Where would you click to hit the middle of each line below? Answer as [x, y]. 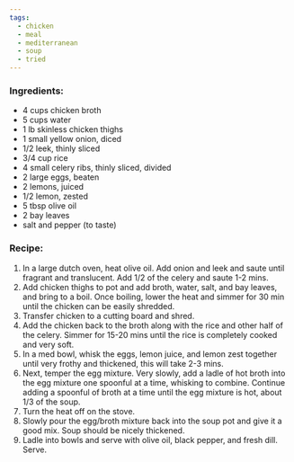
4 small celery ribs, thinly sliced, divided [97, 168]
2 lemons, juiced [53, 187]
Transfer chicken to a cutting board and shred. [108, 315]
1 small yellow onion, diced [72, 139]
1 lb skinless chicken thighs [73, 129]
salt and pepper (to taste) [69, 225]
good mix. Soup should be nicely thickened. [103, 430]
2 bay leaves [46, 216]
